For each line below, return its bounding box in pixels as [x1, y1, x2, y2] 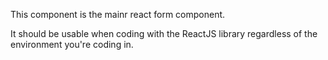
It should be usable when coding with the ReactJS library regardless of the [10, 28, 318, 39]
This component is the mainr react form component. [10, 9, 226, 20]
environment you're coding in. [10, 39, 134, 50]
